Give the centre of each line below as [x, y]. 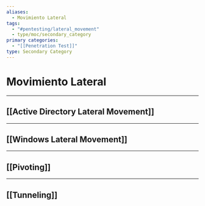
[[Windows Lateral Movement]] [67, 139]
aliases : [17, 12]
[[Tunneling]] [32, 195]
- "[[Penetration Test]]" [45, 46]
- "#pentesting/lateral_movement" [56, 29]
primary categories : [33, 40]
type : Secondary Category [39, 52]
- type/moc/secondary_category [52, 35]
